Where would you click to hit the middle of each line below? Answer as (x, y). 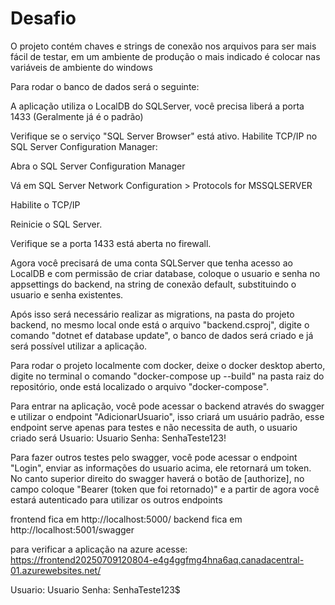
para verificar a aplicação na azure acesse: (99, 549)
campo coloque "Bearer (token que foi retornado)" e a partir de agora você (165, 489)
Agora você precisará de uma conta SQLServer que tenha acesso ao (151, 263)
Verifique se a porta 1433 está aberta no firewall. (111, 243)
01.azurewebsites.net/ (56, 570)
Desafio (43, 18)
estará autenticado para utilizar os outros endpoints (116, 499)
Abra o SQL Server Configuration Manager (98, 166)
